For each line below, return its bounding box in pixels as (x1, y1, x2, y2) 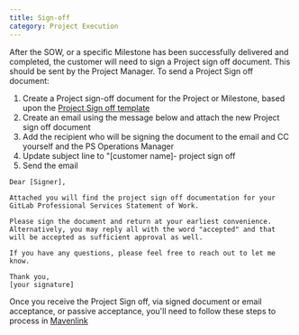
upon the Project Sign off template (22, 102, 150, 113)
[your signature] (9, 280, 75, 289)
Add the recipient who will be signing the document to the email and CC (22, 131, 290, 142)
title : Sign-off (9, 13, 70, 23)
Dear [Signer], (9, 177, 67, 186)
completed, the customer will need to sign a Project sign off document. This (9, 56, 291, 67)
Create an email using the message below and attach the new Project (22, 112, 280, 123)
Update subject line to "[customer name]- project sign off (22, 150, 236, 161)
